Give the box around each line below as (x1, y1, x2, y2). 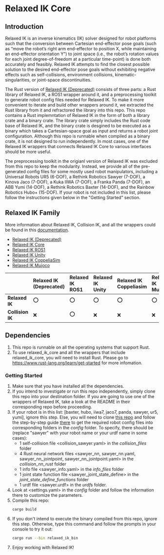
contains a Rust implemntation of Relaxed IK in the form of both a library (5, 112, 150, 118)
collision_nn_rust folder (19, 461, 66, 467)
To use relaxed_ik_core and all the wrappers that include (12, 349, 126, 355)
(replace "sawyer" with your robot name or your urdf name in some (12, 430, 147, 436)
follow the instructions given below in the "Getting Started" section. (5, 195, 141, 200)
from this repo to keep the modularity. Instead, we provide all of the (5, 163, 141, 169)
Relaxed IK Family (5, 209, 60, 217)
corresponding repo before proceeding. (12, 404, 92, 410)
